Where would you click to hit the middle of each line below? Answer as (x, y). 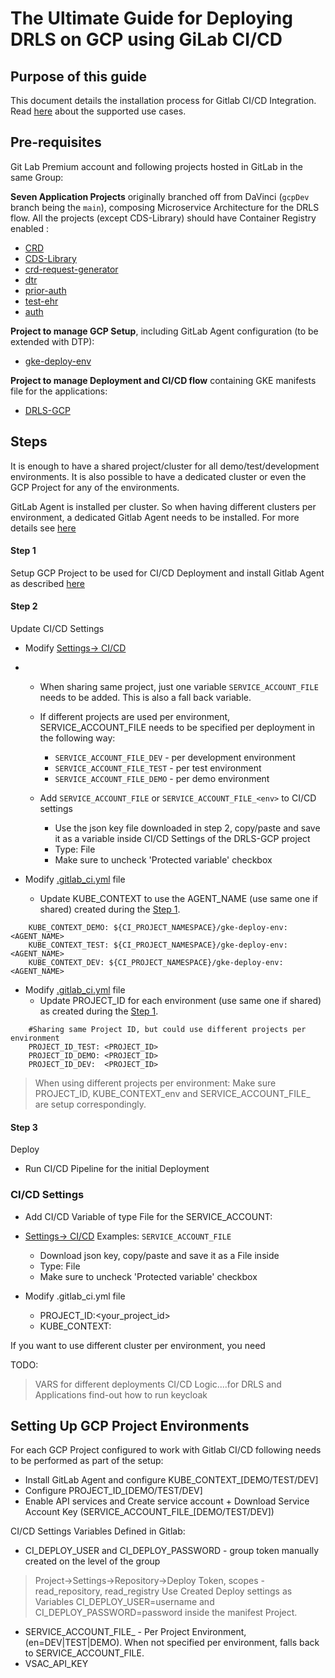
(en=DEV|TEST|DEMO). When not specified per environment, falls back (172, 1643)
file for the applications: (59, 391)
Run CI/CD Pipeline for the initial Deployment (117, 1169)
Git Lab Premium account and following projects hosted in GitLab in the (157, 166)
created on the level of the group (92, 1561)
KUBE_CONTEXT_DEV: (66, 963)
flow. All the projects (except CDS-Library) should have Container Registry (163, 218)
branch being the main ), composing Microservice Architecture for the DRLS (165, 207)
